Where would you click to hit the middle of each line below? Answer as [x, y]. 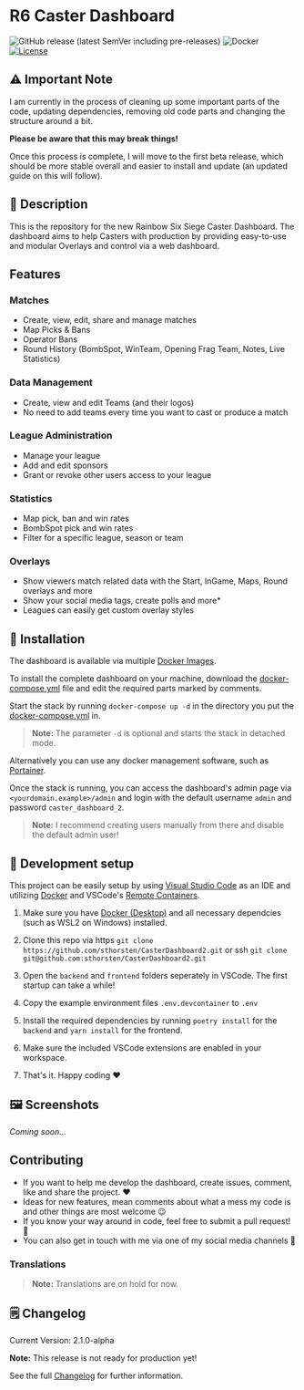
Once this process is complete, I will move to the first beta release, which [147, 156]
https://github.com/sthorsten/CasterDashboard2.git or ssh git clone [155, 950]
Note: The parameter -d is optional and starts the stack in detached [158, 733]
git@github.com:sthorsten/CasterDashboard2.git [114, 959]
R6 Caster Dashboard [92, 16]
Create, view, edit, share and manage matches [110, 320]
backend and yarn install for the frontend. [103, 1031]
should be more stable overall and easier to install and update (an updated [149, 166]
